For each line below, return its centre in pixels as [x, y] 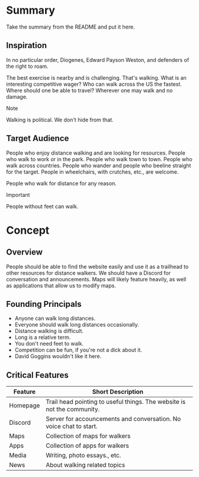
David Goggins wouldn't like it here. [58, 356]
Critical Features [38, 375]
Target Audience [38, 138]
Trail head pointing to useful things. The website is [115, 402]
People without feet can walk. [42, 206]
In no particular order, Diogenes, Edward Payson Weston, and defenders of [98, 59]
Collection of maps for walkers [88, 436]
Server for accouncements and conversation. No [113, 419]
